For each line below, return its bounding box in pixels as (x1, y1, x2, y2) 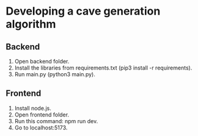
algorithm (5, 17, 56, 31)
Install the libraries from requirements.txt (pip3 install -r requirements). (14, 64, 193, 71)
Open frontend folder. (14, 111, 70, 118)
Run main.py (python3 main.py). (14, 71, 95, 77)
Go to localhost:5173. (14, 124, 68, 131)
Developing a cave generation (5, 4, 161, 18)
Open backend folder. (14, 58, 70, 65)
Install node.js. (14, 104, 51, 112)
